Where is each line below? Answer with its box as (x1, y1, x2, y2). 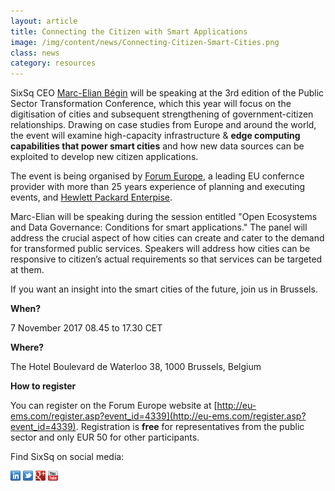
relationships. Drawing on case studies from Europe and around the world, (10, 119, 317, 131)
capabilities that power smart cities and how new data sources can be (10, 140, 305, 152)
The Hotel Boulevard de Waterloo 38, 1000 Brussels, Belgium (10, 361, 262, 373)
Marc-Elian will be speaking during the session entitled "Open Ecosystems (10, 211, 318, 223)
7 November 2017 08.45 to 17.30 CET (10, 322, 163, 334)
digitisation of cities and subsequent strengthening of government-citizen (10, 108, 314, 120)
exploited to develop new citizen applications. (10, 151, 199, 163)
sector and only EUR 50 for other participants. (10, 431, 200, 444)
